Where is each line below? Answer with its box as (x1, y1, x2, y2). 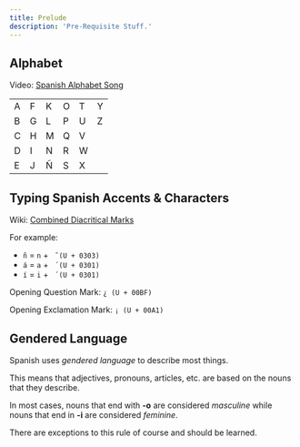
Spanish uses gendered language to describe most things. (9, 354, 229, 365)
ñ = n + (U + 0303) (22, 249, 100, 260)
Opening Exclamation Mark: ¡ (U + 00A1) (9, 304, 165, 315)
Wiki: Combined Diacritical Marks (9, 215, 135, 226)
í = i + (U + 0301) (22, 269, 100, 280)
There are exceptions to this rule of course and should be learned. (9, 427, 257, 438)
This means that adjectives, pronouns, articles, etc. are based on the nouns (9, 372, 292, 383)
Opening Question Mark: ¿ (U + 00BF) (9, 287, 153, 298)
